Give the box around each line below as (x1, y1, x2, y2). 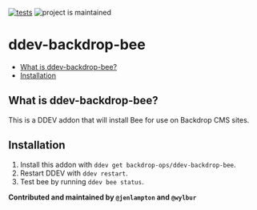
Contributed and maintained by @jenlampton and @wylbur (8, 192, 197, 202)
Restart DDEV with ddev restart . (19, 168, 128, 178)
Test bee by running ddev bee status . (19, 176, 144, 186)
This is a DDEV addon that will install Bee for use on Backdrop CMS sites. (8, 115, 250, 124)
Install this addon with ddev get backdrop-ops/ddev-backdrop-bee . (19, 160, 236, 169)
